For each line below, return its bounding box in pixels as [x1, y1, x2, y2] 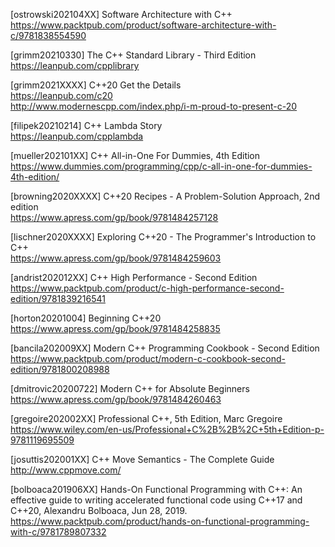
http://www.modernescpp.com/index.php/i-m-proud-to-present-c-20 [10, 100, 298, 112]
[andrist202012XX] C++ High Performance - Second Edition [10, 272, 258, 283]
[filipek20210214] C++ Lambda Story [10, 120, 163, 131]
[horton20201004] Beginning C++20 [10, 312, 162, 324]
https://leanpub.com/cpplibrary [10, 60, 140, 71]
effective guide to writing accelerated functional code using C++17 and [10, 494, 303, 506]
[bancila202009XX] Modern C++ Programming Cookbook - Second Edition [10, 342, 320, 354]
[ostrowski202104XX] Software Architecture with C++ [10, 9, 233, 20]
